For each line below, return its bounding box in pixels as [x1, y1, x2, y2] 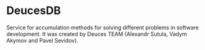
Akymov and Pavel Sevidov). [6, 37, 78, 44]
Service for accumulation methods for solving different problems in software [6, 24, 199, 31]
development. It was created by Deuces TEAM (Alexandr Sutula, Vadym [6, 30, 187, 37]
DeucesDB [6, 4, 61, 18]
